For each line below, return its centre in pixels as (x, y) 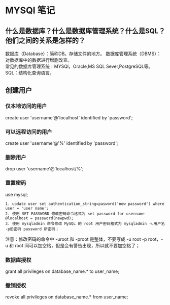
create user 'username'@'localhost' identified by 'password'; (69, 117)
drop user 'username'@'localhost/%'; (44, 169)
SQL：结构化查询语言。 (30, 73)
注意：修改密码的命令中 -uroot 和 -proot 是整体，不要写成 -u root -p (76, 239)
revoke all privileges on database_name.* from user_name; (67, 297)
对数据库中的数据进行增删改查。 (39, 60)
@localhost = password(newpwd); (39, 218)
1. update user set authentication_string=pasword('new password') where (85, 204)
